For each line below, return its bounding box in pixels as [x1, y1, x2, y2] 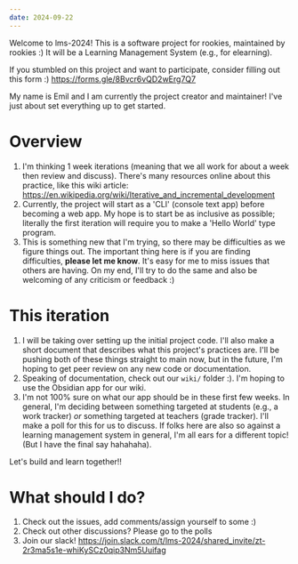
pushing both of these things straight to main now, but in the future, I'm [21, 353, 283, 365]
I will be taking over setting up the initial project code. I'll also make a [21, 334, 275, 345]
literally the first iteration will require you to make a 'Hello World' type [21, 217, 276, 228]
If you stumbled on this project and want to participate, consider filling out [9, 64, 280, 75]
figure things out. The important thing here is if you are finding [21, 246, 251, 256]
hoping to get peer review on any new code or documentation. [21, 363, 252, 374]
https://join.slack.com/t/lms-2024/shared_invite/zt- [77, 536, 266, 546]
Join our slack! [21, 536, 77, 546]
